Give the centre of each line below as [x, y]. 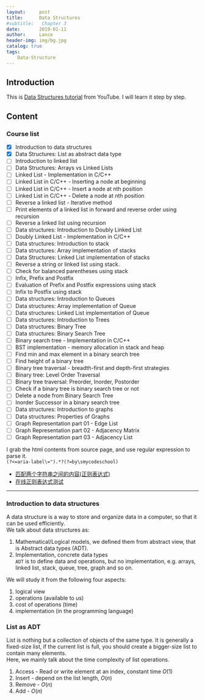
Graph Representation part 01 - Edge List [67, 423]
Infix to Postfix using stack [49, 292]
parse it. [17, 456]
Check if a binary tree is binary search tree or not [77, 389]
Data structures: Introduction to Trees [62, 320]
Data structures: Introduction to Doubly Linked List [78, 230]
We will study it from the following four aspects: [66, 580]
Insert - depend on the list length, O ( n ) [63, 678]
